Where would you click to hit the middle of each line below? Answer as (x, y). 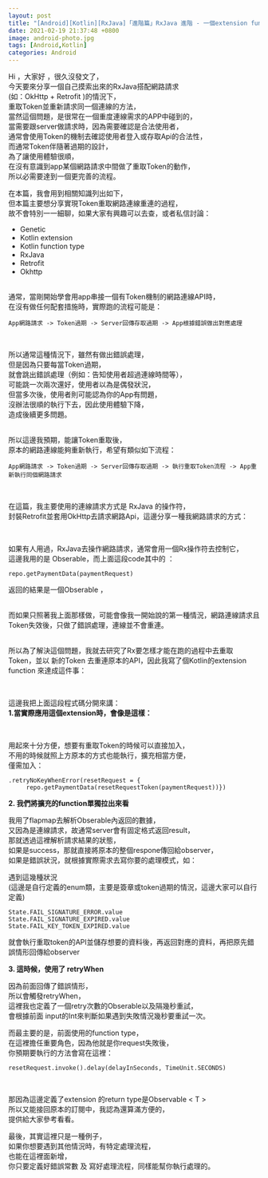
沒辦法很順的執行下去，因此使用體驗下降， (78, 405)
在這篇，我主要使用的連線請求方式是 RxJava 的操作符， (99, 506)
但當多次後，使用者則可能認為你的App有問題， (85, 395)
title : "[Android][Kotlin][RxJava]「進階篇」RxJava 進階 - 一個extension (128, 23)
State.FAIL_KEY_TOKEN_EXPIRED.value (69, 926)
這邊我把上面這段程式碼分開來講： (64, 703)
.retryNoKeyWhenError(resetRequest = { (75, 780)
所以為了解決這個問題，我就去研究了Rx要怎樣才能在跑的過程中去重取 (121, 650)
